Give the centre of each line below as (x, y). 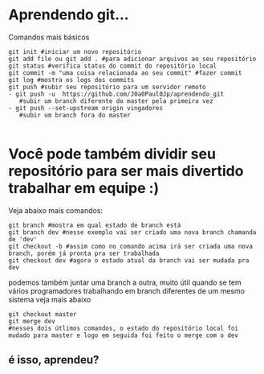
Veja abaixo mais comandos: (55, 210)
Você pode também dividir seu (112, 154)
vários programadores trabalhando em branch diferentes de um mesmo (126, 290)
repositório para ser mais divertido (126, 171)
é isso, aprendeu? (54, 360)
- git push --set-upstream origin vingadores (85, 108)
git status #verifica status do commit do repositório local (113, 66)
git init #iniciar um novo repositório (75, 51)
